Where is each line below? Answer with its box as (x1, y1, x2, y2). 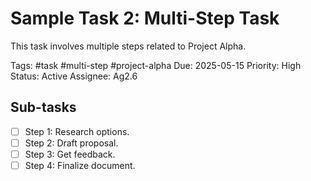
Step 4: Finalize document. (24, 159, 136, 171)
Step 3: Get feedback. (24, 148, 116, 160)
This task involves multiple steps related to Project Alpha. (10, 40, 247, 52)
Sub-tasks (10, 99, 77, 116)
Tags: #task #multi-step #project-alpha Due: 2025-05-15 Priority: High (10, 59, 302, 71)
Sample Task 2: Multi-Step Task (10, 7, 280, 30)
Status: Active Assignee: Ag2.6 (10, 70, 138, 82)
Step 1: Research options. (24, 125, 130, 137)
